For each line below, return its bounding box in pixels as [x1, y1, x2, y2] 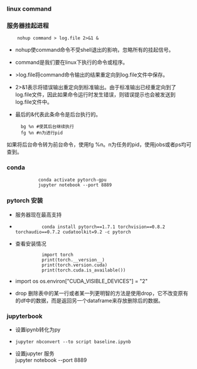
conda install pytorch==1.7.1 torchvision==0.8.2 [41, 224, 165, 230]
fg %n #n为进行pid [21, 130, 63, 136]
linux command [6, 5, 52, 13]
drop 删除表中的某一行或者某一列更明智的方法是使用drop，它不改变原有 [15, 290, 188, 297]
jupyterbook [6, 312, 43, 320]
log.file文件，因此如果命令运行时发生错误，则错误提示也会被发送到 [15, 91, 176, 98]
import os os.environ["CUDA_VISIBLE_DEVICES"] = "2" [15, 277, 148, 284]
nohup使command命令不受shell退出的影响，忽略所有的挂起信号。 [15, 46, 174, 53]
